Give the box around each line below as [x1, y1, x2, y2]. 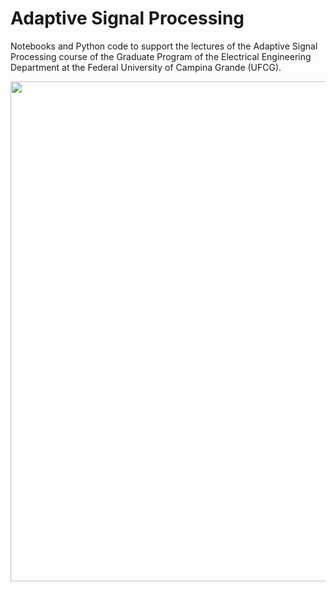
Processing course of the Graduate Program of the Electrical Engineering [10, 50, 312, 62]
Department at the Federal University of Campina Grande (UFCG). [10, 61, 282, 73]
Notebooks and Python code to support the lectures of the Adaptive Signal [10, 40, 318, 52]
